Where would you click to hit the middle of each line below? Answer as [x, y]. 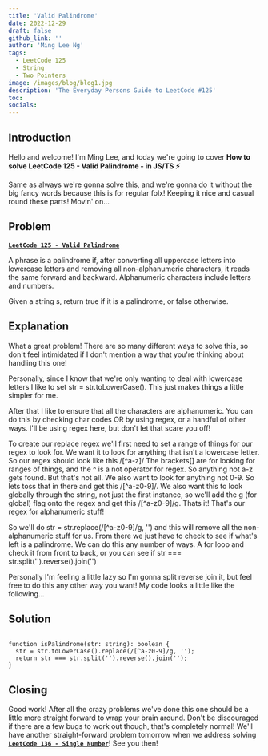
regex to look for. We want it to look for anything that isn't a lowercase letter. [134, 452]
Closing [28, 690]
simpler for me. [33, 395]
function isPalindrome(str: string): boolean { [89, 645]
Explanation [39, 327]
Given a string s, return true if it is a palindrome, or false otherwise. [119, 301]
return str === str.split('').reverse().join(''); [102, 658]
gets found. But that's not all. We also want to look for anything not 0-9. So [131, 477]
